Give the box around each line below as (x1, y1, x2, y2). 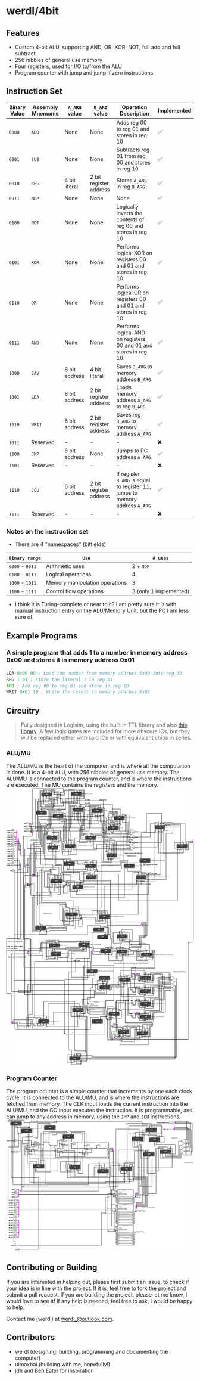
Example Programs (6, 631, 78, 641)
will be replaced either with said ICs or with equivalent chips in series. (20, 734, 192, 742)
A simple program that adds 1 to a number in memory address (6, 649, 187, 657)
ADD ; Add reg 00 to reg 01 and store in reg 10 (6, 683, 129, 689)
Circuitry (6, 705, 40, 716)
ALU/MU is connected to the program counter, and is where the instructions (6, 775, 192, 782)
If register (116, 470, 140, 477)
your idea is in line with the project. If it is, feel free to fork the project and (6, 1285, 186, 1292)
